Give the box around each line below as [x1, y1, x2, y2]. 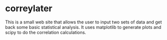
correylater [5, 3, 52, 14]
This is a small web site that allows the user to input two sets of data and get [5, 19, 162, 25]
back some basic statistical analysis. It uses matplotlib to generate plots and [5, 24, 162, 30]
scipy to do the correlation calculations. [5, 29, 86, 35]
